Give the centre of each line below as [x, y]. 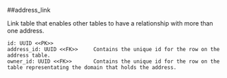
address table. [29, 55]
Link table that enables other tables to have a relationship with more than [110, 23]
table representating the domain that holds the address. [92, 68]
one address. [26, 31]
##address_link [29, 10]
